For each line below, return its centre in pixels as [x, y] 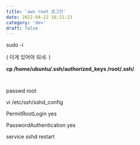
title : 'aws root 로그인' [36, 12]
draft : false [22, 28]
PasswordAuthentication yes [41, 125]
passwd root [21, 91]
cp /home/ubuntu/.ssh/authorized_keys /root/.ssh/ [70, 69]
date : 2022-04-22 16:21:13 [39, 17]
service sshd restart [30, 137]
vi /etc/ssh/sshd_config [35, 102]
